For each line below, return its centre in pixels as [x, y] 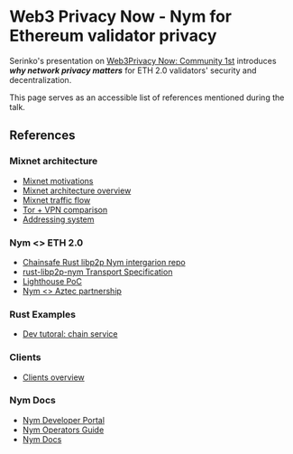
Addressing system [58, 219]
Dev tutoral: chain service [70, 334]
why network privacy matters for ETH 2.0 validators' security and [133, 70]
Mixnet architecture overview [77, 190]
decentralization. [41, 79]
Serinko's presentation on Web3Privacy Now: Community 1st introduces [143, 60]
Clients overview [54, 377]
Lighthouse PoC [52, 281]
